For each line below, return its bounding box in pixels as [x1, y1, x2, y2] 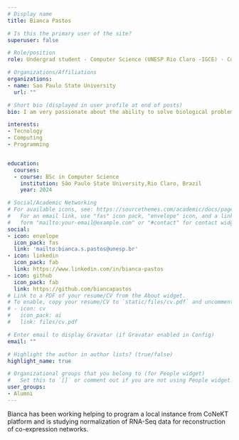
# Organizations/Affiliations [7, 69, 97, 76]
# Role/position [7, 49, 55, 57]
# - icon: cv [7, 305, 46, 313]
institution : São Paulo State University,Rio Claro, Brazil [20, 179, 202, 187]
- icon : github [7, 272, 53, 279]
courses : [14, 167, 40, 174]
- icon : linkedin [7, 252, 59, 260]
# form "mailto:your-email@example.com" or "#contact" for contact [7, 219, 218, 226]
